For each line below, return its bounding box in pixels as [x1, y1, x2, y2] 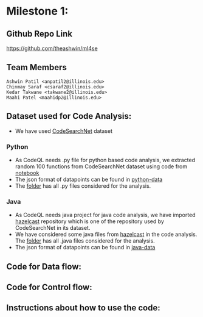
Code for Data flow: [6, 261, 82, 272]
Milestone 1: [6, 4, 69, 18]
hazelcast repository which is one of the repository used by [15, 218, 164, 225]
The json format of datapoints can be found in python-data [15, 176, 163, 183]
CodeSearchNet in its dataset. [15, 224, 91, 232]
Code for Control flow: [6, 282, 92, 292]
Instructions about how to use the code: [6, 303, 160, 313]
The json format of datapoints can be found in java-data [15, 244, 156, 251]
